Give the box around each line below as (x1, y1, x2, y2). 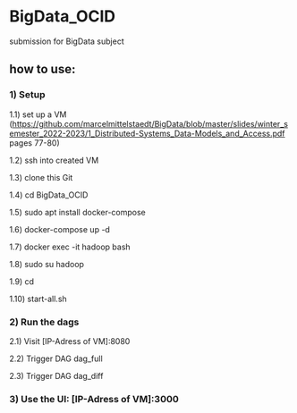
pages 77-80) (9, 137, 60, 148)
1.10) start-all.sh (9, 293, 67, 304)
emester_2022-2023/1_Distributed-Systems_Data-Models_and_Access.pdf (9, 128, 285, 139)
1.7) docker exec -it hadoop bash (9, 241, 132, 252)
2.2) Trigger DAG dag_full (9, 353, 103, 364)
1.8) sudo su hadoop (9, 258, 85, 269)
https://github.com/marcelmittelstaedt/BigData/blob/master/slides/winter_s (12, 118, 289, 129)
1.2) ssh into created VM (9, 155, 99, 165)
